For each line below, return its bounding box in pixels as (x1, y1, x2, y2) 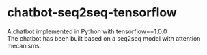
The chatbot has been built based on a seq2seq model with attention (7, 34, 201, 42)
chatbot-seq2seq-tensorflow (7, 5, 178, 20)
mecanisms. (7, 41, 42, 50)
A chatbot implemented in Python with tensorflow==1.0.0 (7, 27, 167, 35)
